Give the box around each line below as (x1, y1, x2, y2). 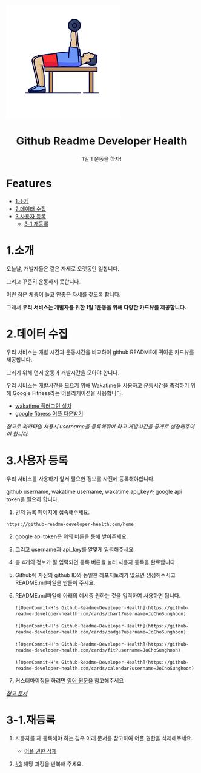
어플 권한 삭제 (24, 747, 57, 754)
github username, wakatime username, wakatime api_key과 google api (6, 488, 182, 495)
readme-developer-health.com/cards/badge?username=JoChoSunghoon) (15, 629, 186, 635)
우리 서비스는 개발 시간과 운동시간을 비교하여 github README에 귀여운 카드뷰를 (6, 348, 195, 356)
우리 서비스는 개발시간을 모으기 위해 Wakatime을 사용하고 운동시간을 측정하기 (6, 382, 189, 389)
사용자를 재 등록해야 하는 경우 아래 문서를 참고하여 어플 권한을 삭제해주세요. (15, 734, 193, 741)
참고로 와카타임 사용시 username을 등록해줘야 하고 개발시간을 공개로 (6, 422, 169, 430)
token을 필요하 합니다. (6, 495, 59, 502)
